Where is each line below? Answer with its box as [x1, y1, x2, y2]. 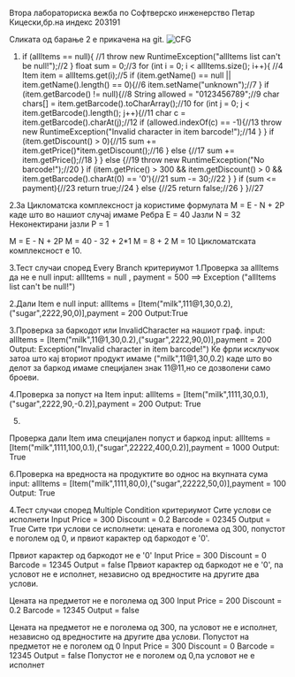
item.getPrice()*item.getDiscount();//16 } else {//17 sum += [21, 145, 236, 156]
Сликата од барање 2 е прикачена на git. [9, 35, 165, 44]
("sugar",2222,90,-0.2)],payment [9, 398, 130, 409]
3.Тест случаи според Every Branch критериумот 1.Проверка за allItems [9, 263, 280, 273]
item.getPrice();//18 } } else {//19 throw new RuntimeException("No [21, 155, 265, 165]
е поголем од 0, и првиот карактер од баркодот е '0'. [9, 533, 210, 543]
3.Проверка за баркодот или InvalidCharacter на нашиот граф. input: [9, 325, 266, 335]
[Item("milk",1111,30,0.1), [183, 389, 269, 399]
